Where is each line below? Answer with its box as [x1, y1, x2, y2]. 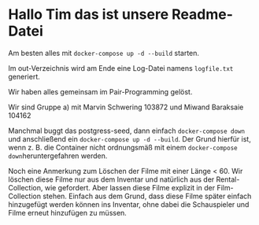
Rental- [216, 175, 240, 184]
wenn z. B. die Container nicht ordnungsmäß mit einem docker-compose [8, 142, 238, 152]
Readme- [172, 6, 234, 24]
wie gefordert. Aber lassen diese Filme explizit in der [44, 183, 215, 192]
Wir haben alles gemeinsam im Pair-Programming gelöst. [8, 87, 193, 96]
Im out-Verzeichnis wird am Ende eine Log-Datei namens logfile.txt [8, 63, 234, 72]
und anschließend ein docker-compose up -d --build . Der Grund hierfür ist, [8, 134, 252, 143]
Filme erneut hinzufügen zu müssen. [8, 208, 128, 217]
